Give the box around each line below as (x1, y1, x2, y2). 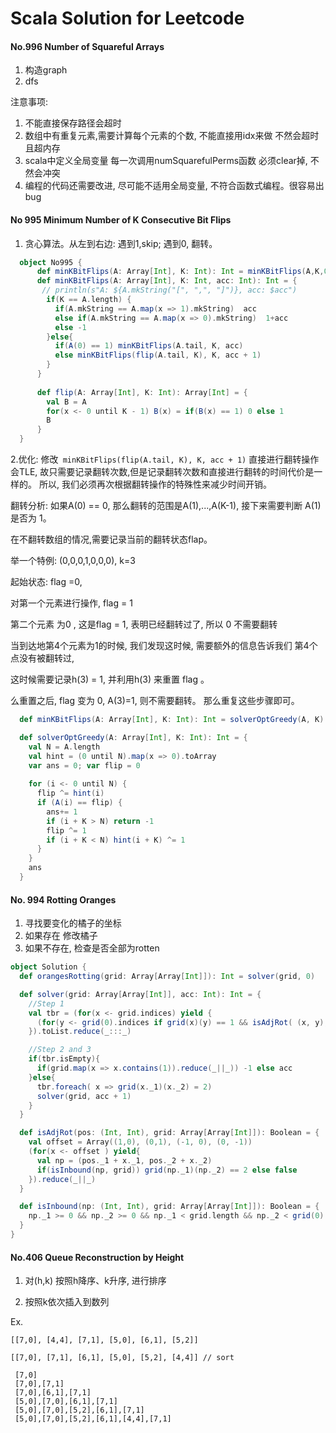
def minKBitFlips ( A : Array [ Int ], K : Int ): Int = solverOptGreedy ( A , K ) (19, 715, 325, 725)
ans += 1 (46, 807, 78, 817)
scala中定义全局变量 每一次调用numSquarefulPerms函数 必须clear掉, (24, 155, 308, 167)
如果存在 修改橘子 (24, 930, 98, 942)
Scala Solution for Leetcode (10, 7, 245, 30)
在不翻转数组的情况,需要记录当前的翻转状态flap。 (10, 533, 213, 546)
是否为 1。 (10, 512, 52, 524)
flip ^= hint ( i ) (36, 788, 105, 799)
